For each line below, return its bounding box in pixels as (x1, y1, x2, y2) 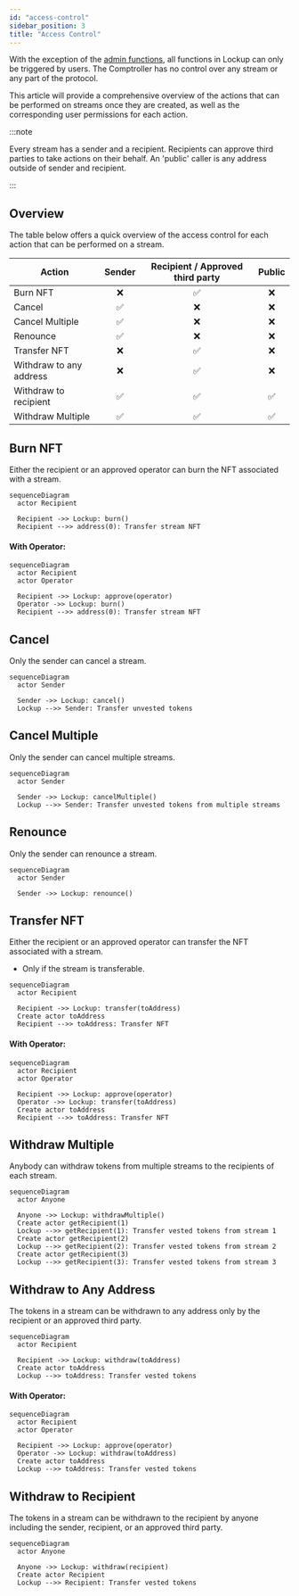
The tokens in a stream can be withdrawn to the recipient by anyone (9, 1513, 259, 1524)
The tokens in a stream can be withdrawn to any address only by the (9, 1306, 261, 1317)
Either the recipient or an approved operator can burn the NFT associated (9, 465, 279, 475)
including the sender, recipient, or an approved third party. (9, 1522, 223, 1533)
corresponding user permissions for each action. (9, 109, 189, 120)
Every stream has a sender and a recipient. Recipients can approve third (9, 144, 274, 154)
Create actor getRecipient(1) (17, 1219, 129, 1228)
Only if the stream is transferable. (21, 963, 145, 974)
